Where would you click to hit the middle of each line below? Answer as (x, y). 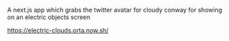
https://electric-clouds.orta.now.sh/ (58, 30)
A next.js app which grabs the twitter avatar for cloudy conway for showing (115, 10)
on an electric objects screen (49, 17)
